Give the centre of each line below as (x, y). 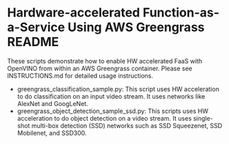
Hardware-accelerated (73, 13)
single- (203, 118)
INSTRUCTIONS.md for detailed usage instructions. (80, 75)
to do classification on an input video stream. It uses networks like (111, 96)
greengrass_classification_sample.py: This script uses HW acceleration (118, 89)
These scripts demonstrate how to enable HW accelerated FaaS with (104, 61)
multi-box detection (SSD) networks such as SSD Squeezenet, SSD (127, 125)
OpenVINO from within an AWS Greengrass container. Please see (100, 68)
